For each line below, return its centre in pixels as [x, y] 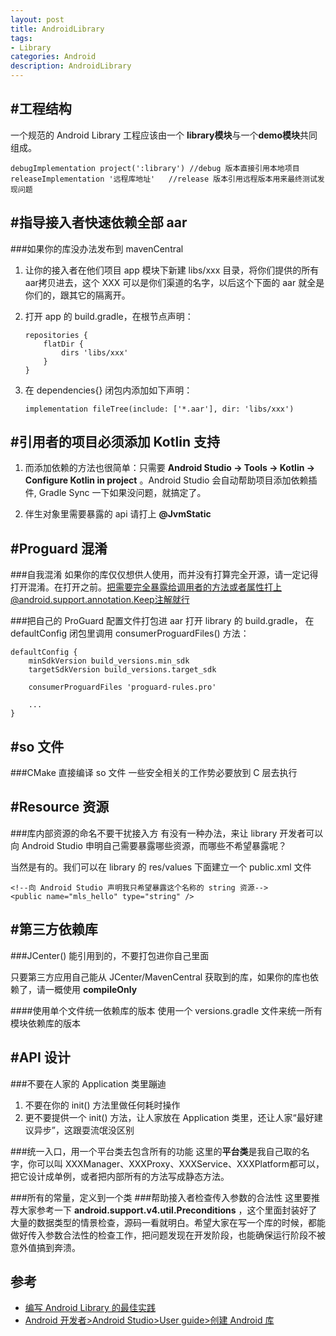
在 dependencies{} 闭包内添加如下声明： [108, 390]
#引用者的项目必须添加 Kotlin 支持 [115, 442]
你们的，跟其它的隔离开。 [77, 295]
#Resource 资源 [60, 807]
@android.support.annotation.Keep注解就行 [100, 600]
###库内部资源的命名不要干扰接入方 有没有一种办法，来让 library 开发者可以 [167, 833]
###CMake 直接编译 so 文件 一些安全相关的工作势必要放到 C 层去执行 [154, 773]
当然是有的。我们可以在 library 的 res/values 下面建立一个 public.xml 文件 [161, 867]
